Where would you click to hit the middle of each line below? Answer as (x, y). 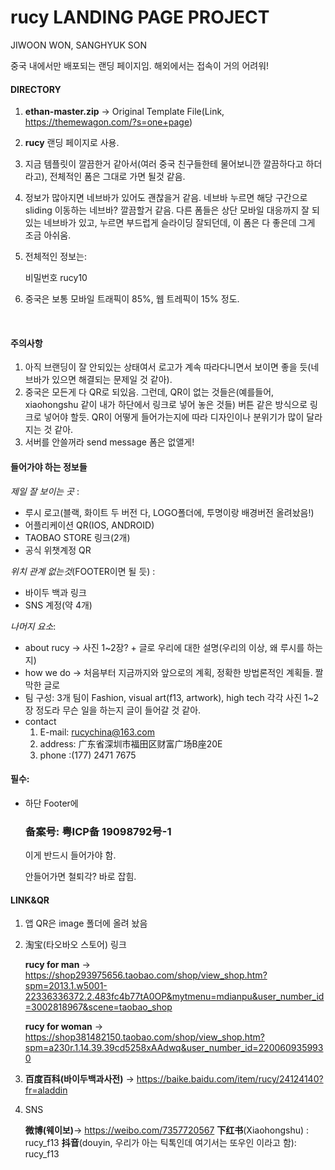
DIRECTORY (36, 89)
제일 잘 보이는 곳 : (45, 491)
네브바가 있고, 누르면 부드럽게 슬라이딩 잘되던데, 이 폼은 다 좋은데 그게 (179, 223)
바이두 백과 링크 (55, 592)
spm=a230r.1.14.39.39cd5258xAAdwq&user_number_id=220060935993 (174, 1048)
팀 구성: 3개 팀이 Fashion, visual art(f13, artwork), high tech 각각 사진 (163, 697)
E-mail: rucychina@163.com (97, 732)
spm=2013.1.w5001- (66, 986)
